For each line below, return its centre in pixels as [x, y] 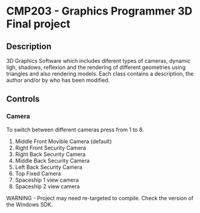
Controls [23, 99]
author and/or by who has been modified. [58, 80]
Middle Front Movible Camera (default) [63, 141]
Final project [38, 24]
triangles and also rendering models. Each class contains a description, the [100, 74]
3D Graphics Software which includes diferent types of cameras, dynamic [98, 61]
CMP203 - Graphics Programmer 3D [99, 11]
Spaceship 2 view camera [47, 186]
